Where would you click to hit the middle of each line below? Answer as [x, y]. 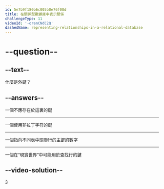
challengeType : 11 [24, 19]
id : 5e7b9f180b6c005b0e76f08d [36, 9]
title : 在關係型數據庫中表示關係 [35, 14]
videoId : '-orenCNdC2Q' [29, 23]
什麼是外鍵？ [18, 82]
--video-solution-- [34, 170]
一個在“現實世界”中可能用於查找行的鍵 [43, 154]
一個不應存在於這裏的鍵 [29, 110]
